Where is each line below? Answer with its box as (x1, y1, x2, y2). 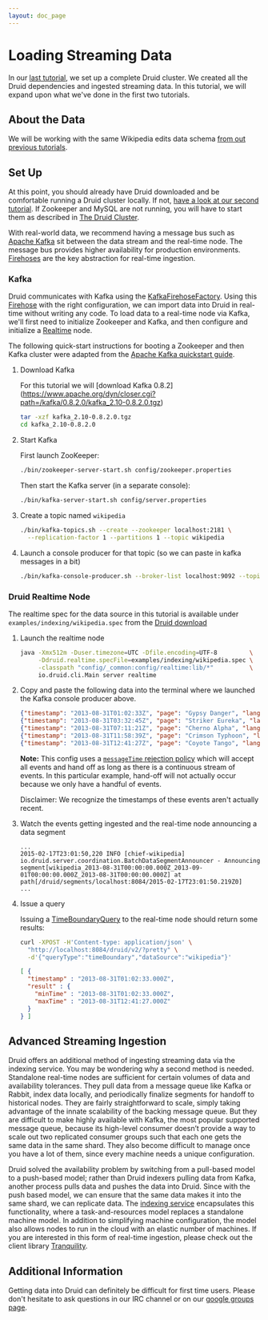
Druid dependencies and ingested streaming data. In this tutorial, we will (8, 81, 246, 90)
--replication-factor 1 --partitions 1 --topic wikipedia (27, 533, 225, 541)
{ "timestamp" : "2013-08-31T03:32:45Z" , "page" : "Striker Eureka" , (19, 717, 246, 725)
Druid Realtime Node (8, 591, 90, 602)
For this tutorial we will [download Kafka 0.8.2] (19, 381, 174, 391)
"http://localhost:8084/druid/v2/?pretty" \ (27, 945, 178, 953)
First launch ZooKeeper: (19, 451, 100, 460)
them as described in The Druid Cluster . (8, 213, 140, 223)
